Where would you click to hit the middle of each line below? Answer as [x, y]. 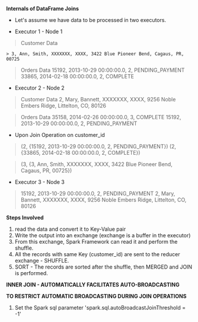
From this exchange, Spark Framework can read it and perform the [96, 242]
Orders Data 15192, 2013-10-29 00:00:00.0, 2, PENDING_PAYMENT [103, 70]
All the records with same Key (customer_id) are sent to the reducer [98, 254]
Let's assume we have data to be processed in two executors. [90, 20]
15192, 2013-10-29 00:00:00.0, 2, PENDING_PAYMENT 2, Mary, [98, 193]
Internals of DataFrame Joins [42, 9]
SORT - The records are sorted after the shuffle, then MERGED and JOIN [103, 267]
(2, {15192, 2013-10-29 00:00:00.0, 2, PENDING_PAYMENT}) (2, [98, 146]
